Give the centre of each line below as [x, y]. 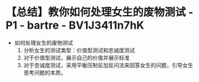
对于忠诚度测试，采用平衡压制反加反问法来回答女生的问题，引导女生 [108, 65]
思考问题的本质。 [45, 72]
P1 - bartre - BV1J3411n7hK [75, 25]
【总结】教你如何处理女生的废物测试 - [99, 12]
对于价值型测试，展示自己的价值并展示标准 [77, 57]
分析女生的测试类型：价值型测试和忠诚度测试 [79, 50]
